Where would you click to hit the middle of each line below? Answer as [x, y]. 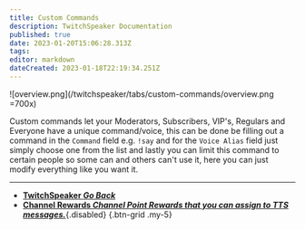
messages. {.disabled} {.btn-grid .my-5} [97, 215]
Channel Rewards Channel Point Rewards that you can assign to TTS [155, 205]
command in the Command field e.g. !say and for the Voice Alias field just [144, 140]
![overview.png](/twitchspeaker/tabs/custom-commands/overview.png [142, 94]
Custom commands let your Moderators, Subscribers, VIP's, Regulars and [148, 121]
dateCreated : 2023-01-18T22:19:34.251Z [85, 69]
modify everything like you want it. [74, 169]
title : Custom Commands [54, 18]
